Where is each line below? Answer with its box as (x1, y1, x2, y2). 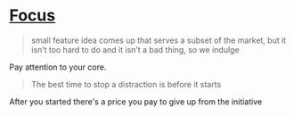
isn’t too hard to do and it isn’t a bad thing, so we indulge (30, 44, 240, 54)
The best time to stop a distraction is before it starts (30, 79, 222, 89)
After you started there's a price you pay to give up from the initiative (9, 95, 263, 107)
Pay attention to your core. (9, 62, 107, 72)
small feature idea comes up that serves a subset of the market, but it (30, 35, 287, 46)
